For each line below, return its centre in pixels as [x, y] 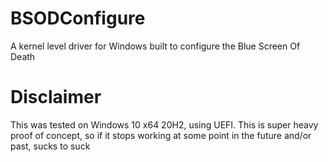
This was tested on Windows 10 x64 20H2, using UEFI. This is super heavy [164, 124]
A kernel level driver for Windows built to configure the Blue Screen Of [155, 46]
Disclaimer [56, 97]
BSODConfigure [78, 18]
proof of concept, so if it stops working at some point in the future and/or [161, 135]
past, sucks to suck [50, 146]
